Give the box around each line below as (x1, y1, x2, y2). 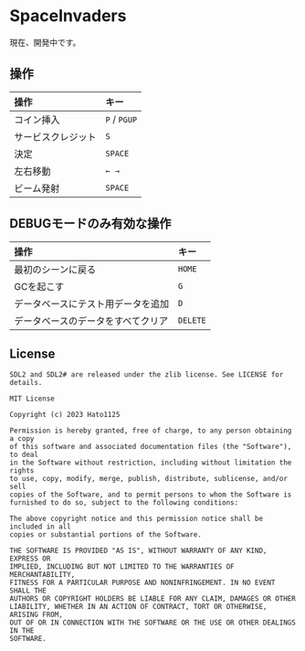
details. (9, 379, 43, 388)
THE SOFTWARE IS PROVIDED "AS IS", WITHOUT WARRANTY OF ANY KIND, (9, 546, 268, 556)
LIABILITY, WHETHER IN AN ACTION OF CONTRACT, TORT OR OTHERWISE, (9, 603, 268, 612)
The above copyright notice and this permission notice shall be (9, 514, 263, 524)
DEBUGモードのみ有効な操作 (9, 216, 172, 231)
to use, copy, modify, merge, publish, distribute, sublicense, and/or (9, 475, 288, 484)
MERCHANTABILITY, (9, 571, 76, 580)
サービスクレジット (14, 130, 98, 143)
